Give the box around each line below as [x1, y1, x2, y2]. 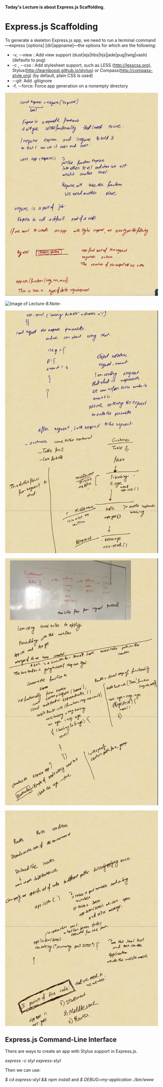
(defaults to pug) [12, 57, 46, 63]
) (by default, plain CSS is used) [30, 73, 93, 78]
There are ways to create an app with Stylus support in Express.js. [5, 1049, 138, 1054]
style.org [12, 73, 30, 78]
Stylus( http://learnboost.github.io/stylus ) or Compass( [12, 67, 121, 73]
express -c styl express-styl [5, 1058, 61, 1064]
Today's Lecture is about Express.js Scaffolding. [5, 4, 105, 10]
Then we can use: [5, 1067, 41, 1073]
